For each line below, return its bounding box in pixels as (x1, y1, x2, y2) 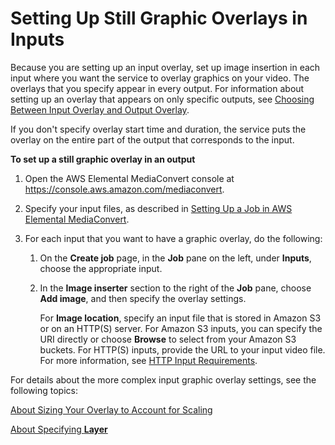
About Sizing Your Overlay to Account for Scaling (10, 403, 213, 416)
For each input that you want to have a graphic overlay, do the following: (24, 232, 323, 244)
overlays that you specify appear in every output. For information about (10, 82, 305, 94)
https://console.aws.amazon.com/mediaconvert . (24, 183, 225, 195)
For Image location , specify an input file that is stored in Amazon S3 (39, 312, 322, 324)
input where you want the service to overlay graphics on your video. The (10, 72, 310, 84)
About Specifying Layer (10, 423, 108, 435)
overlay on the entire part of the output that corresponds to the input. (10, 133, 295, 146)
